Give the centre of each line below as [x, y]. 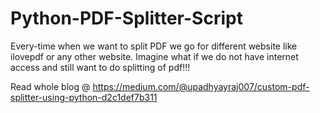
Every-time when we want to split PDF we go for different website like [154, 46]
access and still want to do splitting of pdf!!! [100, 67]
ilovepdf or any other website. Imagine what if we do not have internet [154, 56]
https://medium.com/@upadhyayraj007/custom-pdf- [201, 86]
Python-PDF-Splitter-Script [126, 18]
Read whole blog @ [50, 86]
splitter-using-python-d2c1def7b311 [84, 97]
